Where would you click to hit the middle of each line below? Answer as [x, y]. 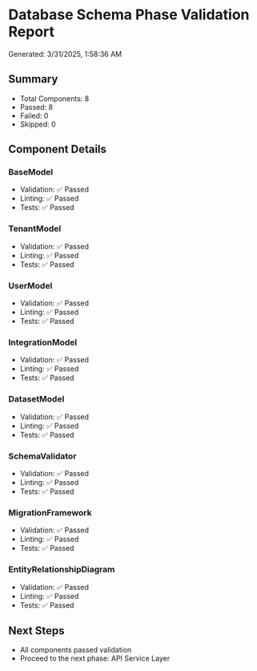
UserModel [30, 285]
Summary [33, 79]
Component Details [57, 150]
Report [31, 32]
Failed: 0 [34, 115]
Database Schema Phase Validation [129, 15]
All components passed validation [76, 650]
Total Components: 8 [54, 99]
